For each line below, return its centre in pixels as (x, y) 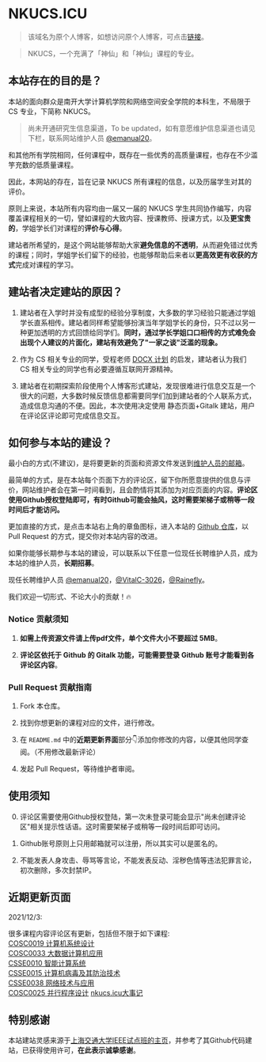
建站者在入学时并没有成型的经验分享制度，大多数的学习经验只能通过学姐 (137, 313)
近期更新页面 (40, 898)
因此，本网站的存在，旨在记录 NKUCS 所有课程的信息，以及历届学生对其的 (130, 181)
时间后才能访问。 (36, 510)
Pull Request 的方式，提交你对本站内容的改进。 (85, 537)
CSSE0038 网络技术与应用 (51, 983)
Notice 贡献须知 (38, 620)
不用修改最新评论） (68, 752)
